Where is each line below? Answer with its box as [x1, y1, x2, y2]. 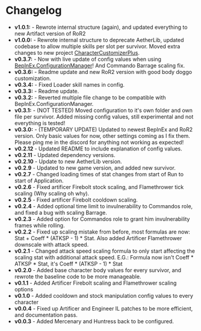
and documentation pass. [14, 311, 78, 318]
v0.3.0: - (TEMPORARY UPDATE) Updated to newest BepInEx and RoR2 [14, 126, 193, 133]
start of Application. [14, 177, 64, 184]
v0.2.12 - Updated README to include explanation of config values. [14, 145, 183, 152]
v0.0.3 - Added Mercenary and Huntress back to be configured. [14, 317, 174, 325]
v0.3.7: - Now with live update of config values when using [14, 55, 162, 63]
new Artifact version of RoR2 [14, 29, 86, 37]
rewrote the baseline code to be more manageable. [14, 273, 141, 280]
